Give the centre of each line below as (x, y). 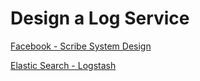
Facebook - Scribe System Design (81, 46)
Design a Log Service (100, 18)
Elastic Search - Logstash (63, 65)
